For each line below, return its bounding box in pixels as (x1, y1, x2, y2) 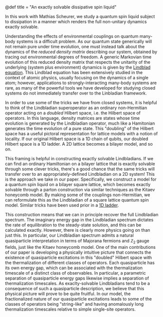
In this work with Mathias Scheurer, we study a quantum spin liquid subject (5, 14, 155, 19)
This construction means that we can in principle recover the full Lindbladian (5, 212, 159, 217)
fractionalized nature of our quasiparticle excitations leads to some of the (5, 296, 152, 301)
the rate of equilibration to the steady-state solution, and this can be (5, 222, 142, 228)
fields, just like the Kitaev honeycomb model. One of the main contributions (5, 244, 156, 250)
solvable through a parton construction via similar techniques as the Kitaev (5, 187, 155, 192)
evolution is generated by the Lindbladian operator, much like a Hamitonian (5, 120, 155, 126)
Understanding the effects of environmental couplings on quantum (5, 34, 139, 39)
